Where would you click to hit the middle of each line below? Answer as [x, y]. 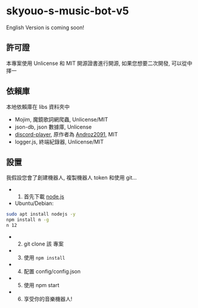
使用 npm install [44, 258]
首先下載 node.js [44, 197]
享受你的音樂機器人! [48, 299]
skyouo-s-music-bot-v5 [67, 11]
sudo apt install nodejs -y [41, 214]
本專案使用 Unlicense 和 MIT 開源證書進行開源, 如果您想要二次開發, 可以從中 [99, 63]
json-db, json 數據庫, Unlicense [53, 127]
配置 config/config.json [52, 271]
